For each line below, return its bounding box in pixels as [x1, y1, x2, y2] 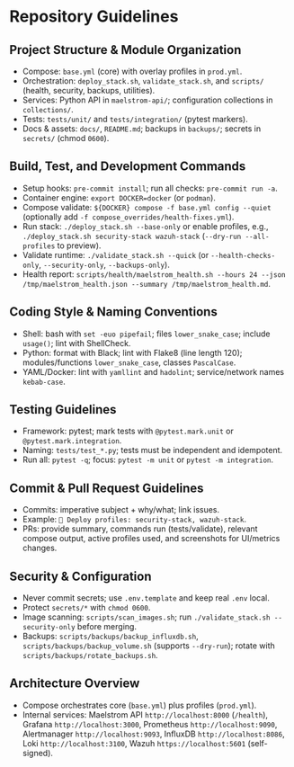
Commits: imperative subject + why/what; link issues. [22, 504, 220, 515]
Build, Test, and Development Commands [9, 159, 246, 174]
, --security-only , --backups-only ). [39, 259, 171, 270]
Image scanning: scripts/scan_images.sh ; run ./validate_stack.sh [22, 611, 271, 622]
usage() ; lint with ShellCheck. [22, 337, 131, 348]
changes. [22, 542, 58, 554]
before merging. [76, 621, 138, 632]
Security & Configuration [9, 568, 152, 584]
